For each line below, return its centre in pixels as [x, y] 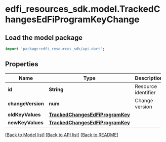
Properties [22, 64]
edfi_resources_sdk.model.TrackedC [83, 9]
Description [149, 78]
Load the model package [44, 38]
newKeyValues [25, 122]
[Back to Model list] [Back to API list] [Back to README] [62, 135]
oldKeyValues [24, 114]
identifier [145, 92]
